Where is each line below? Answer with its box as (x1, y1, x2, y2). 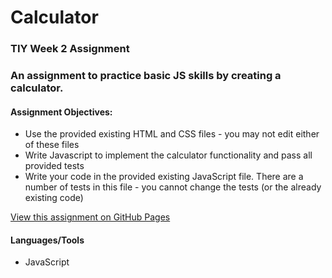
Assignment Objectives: (10, 106, 113, 118)
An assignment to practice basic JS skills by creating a (10, 69, 282, 83)
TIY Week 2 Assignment (10, 42, 130, 56)
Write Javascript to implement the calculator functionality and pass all (24, 149, 313, 161)
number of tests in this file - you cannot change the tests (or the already (24, 181, 322, 193)
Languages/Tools (10, 234, 85, 246)
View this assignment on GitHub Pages (10, 211, 171, 223)
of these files (24, 139, 80, 151)
